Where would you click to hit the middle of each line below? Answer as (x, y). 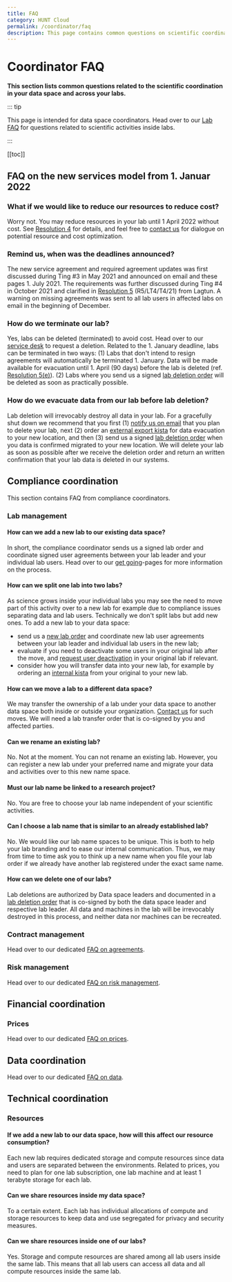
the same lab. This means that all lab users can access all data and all (106, 1263)
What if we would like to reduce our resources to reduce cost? (113, 206)
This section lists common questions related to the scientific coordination (115, 86)
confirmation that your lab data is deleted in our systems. (88, 459)
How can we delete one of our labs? (59, 879)
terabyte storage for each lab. (49, 1179)
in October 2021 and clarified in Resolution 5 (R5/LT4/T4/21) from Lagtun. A (114, 291)
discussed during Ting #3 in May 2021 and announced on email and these (112, 276)
